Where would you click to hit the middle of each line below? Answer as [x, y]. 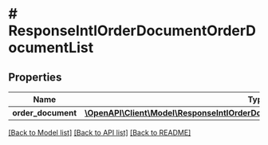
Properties [35, 77]
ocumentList [51, 48]
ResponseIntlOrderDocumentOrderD [132, 31]
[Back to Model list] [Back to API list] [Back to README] [100, 133]
